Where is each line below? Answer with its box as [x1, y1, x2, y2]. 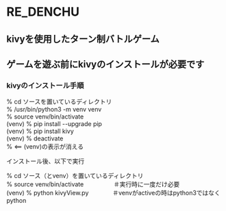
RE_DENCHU [6, 4, 80, 20]
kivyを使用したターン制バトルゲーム [6, 33, 160, 45]
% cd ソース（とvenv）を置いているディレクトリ [6, 172, 144, 180]
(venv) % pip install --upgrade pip [6, 120, 102, 128]
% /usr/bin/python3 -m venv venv [6, 105, 102, 114]
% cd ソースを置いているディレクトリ [6, 97, 112, 106]
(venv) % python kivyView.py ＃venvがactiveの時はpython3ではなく [6, 189, 221, 197]
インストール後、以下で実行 [6, 157, 85, 165]
